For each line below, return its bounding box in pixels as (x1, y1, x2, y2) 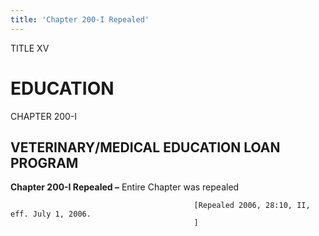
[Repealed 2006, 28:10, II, (193, 201, 311, 211)
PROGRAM (10, 154, 79, 171)
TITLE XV (10, 42, 50, 54)
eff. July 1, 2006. (10, 209, 92, 220)
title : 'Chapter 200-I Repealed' (10, 14, 150, 25)
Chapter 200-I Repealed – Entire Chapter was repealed (10, 181, 240, 193)
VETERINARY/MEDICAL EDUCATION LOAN (10, 139, 281, 156)
